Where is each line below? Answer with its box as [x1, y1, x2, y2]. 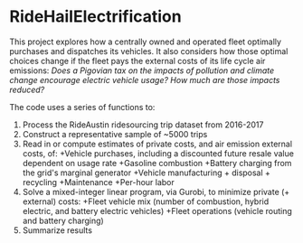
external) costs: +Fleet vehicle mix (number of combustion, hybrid [22, 196, 270, 207]
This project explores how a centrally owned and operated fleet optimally [9, 36, 282, 47]
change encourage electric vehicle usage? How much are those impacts [9, 74, 280, 85]
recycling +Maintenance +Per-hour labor [22, 176, 175, 187]
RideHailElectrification [9, 6, 183, 27]
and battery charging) [22, 215, 104, 226]
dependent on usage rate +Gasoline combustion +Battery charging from [22, 157, 292, 168]
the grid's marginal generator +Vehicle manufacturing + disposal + [22, 167, 271, 178]
